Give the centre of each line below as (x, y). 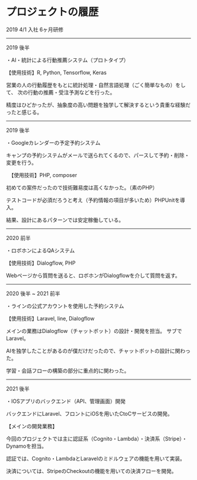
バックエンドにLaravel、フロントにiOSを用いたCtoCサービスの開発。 (89, 414)
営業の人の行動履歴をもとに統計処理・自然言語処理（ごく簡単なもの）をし (96, 85)
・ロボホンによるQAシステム (40, 250)
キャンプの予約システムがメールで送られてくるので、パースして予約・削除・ (98, 155)
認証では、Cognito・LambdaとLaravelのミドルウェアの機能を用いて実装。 (96, 458)
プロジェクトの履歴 (52, 12)
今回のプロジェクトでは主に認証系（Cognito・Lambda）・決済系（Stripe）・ (97, 438)
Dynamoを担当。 (26, 446)
